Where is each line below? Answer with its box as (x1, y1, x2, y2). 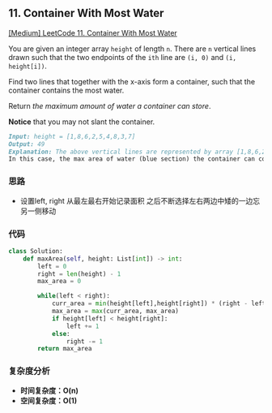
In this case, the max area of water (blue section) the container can (8, 155, 255, 163)
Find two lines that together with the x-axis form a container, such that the (8, 76, 256, 86)
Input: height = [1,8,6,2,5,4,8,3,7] (8, 132, 136, 140)
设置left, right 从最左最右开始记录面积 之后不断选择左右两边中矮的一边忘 (19, 196, 261, 205)
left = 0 (37, 262, 67, 270)
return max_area (37, 345, 92, 353)
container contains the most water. (8, 85, 125, 95)
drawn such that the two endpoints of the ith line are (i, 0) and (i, (8, 52, 237, 62)
